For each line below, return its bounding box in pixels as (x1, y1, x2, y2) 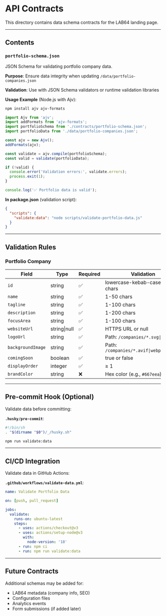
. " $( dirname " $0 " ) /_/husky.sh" (5, 430, 72, 435)
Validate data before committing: (5, 406, 72, 412)
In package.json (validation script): (5, 196, 77, 202)
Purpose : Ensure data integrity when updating (5, 73, 100, 79)
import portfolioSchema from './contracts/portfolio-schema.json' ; (5, 124, 147, 129)
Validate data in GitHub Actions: (5, 470, 70, 476)
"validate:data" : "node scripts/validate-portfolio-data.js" (14, 215, 142, 221)
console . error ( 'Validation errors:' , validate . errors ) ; (9, 169, 127, 174)
